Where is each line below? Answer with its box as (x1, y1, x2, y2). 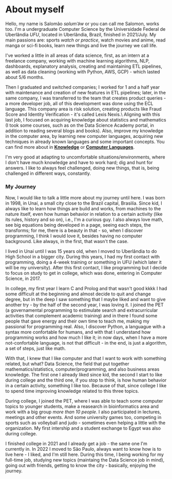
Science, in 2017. (5, 275, 41, 282)
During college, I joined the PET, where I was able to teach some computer (5, 398, 163, 404)
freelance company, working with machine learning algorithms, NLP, (5, 57, 150, 64)
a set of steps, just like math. (5, 345, 66, 352)
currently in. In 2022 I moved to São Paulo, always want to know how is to (5, 446, 162, 452)
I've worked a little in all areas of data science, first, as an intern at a (5, 52, 149, 58)
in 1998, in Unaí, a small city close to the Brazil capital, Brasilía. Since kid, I (5, 200, 162, 206)
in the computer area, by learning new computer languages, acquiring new (5, 133, 163, 139)
